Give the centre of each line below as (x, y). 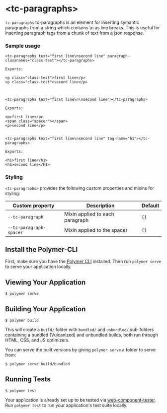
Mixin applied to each (89, 214)
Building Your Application (45, 309)
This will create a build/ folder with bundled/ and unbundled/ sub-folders (80, 329)
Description (100, 206)
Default (150, 206)
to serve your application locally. (39, 267)
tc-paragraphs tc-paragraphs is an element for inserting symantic (72, 22)
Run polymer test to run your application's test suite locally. (66, 405)
